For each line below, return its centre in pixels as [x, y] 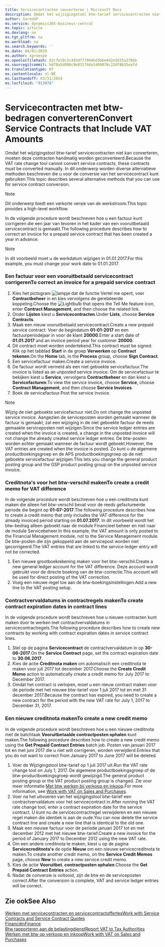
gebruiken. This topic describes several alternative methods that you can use [82, 179]
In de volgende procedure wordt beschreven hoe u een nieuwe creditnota [80, 729]
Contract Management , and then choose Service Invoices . [73, 388]
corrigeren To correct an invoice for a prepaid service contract [80, 282]
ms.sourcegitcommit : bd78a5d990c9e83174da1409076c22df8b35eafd [71, 65]
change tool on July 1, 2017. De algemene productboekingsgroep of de [84, 770]
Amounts [24, 139]
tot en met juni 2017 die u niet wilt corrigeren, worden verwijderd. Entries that [82, 750]
